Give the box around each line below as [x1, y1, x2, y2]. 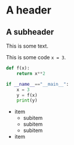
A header [6, 4, 51, 17]
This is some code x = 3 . [6, 54, 66, 60]
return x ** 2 [16, 70, 45, 76]
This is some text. [6, 42, 48, 49]
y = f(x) [16, 92, 38, 98]
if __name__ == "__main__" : [6, 81, 69, 87]
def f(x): [6, 65, 30, 71]
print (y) [16, 97, 38, 103]
